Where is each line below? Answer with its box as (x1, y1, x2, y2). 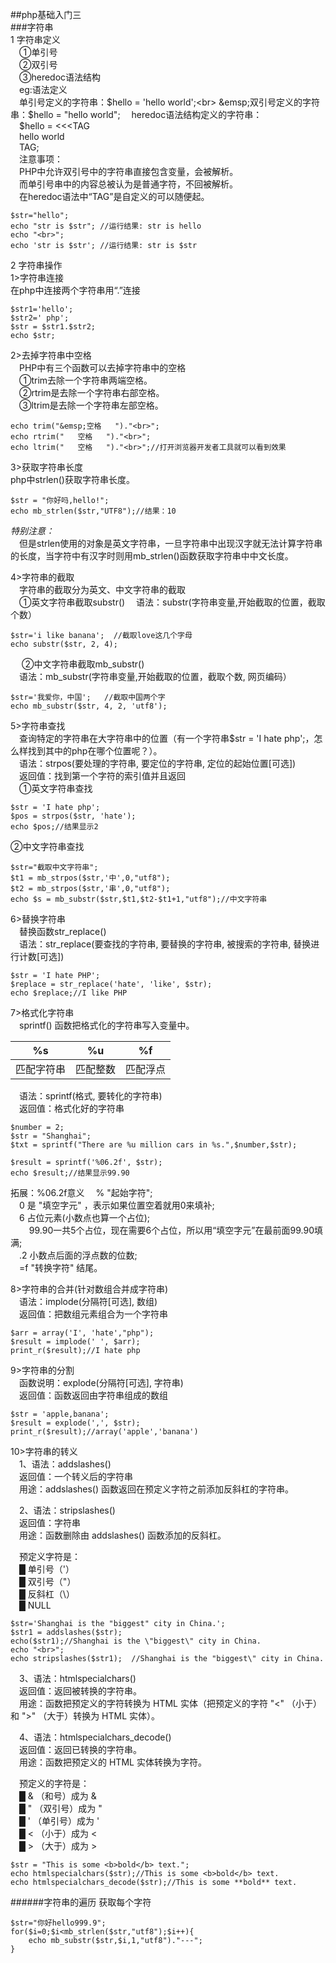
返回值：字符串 (19, 1517, 81, 1528)
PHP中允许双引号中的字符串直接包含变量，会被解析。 (19, 166, 239, 177)
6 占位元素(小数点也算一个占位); (19, 1212, 151, 1223)
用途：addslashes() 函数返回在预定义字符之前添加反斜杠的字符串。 (19, 1483, 295, 1495)
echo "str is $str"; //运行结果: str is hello (10, 221, 202, 231)
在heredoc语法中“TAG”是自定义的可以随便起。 (19, 191, 210, 202)
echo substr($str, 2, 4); (10, 639, 118, 649)
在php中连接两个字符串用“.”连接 (10, 284, 141, 296)
